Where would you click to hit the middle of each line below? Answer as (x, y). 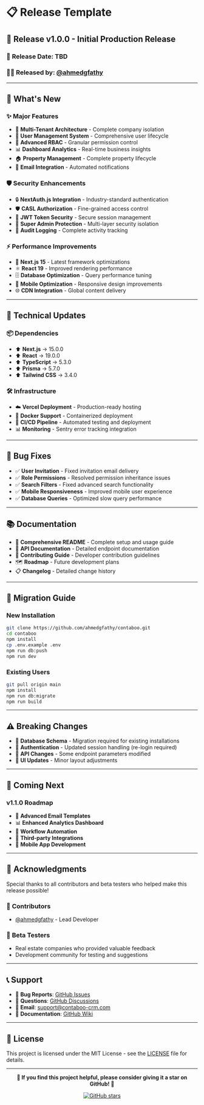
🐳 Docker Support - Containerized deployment (74, 416)
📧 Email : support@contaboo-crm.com (63, 1008)
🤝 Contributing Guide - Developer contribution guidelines (87, 555)
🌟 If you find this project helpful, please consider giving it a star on (102, 1077)
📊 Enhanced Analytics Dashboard (59, 822)
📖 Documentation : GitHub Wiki (54, 1014)
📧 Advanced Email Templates (53, 816)
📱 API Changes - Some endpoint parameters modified (83, 754)
